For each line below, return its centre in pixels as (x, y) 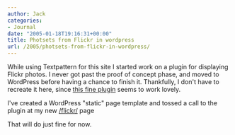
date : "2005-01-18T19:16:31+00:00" (60, 34)
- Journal (22, 27)
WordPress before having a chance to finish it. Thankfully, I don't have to (113, 82)
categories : (25, 20)
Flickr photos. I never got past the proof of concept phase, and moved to (113, 74)
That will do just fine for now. (50, 124)
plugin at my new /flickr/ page (51, 111)
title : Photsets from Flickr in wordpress (71, 40)
